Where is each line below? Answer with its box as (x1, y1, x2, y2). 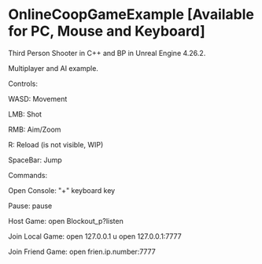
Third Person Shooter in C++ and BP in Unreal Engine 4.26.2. (8, 48, 206, 58)
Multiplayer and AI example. (8, 63, 98, 73)
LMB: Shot (8, 109, 42, 119)
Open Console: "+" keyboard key (8, 185, 116, 195)
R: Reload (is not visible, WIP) (8, 139, 104, 149)
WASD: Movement (8, 94, 68, 103)
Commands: (8, 170, 48, 180)
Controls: (8, 79, 38, 88)
